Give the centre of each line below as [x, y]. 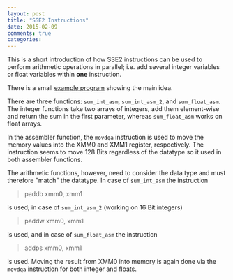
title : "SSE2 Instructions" [48, 20]
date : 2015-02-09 [32, 27]
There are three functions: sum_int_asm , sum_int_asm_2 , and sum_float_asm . [114, 101]
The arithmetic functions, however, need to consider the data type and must [116, 173]
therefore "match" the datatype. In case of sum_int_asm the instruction [108, 180]
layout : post [26, 14]
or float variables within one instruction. [65, 75]
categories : [24, 40]
